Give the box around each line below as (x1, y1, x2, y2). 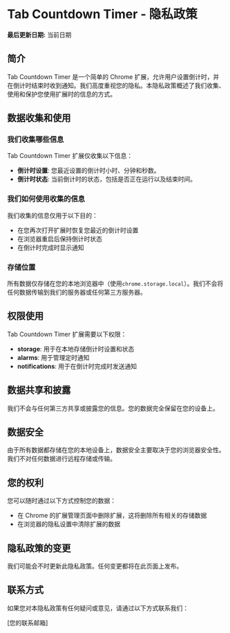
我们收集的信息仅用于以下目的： (7, 211, 98, 219)
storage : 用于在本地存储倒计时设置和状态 (17, 345, 135, 353)
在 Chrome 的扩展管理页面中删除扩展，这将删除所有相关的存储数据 (17, 511, 207, 520)
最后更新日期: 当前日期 (7, 31, 72, 39)
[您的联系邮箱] (7, 618, 48, 627)
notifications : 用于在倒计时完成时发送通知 (17, 362, 137, 370)
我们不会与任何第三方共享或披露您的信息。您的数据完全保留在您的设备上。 (7, 404, 219, 413)
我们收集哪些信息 (7, 135, 64, 144)
